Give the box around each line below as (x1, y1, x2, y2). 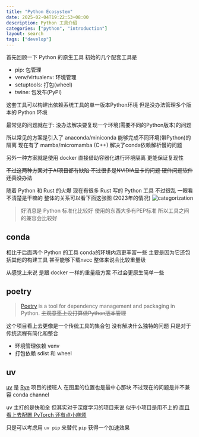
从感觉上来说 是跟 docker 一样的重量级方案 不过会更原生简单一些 (6, 269, 165, 276)
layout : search (6, 31, 44, 37)
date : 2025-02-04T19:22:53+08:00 (6, 14, 89, 20)
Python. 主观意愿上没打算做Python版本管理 (20, 309, 127, 317)
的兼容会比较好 (20, 215, 58, 221)
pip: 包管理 (14, 66, 42, 73)
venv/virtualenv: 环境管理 (14, 74, 77, 80)
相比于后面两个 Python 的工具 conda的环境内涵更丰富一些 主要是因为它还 (6, 249, 185, 256)
